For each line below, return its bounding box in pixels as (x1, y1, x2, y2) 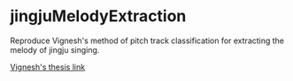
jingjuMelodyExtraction (10, 6, 187, 26)
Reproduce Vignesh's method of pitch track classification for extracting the (10, 35, 285, 46)
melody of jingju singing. (10, 44, 100, 55)
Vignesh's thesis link (10, 62, 86, 72)
